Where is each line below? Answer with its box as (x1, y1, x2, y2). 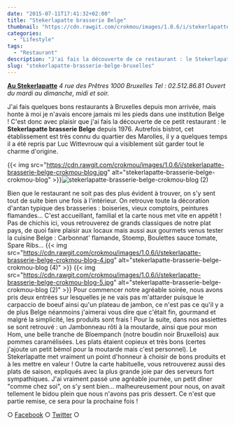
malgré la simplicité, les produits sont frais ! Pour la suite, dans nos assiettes (7, 315, 227, 324)
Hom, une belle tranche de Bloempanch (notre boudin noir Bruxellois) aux (7, 330, 219, 338)
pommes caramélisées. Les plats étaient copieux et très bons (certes (7, 337, 206, 346)
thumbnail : (7, 23, 39, 30)
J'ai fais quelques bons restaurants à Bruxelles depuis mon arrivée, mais (7, 102, 217, 110)
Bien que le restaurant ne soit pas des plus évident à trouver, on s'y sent (7, 189, 215, 197)
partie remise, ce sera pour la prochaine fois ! (7, 396, 138, 405)
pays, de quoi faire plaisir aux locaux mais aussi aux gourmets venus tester (7, 226, 224, 234)
